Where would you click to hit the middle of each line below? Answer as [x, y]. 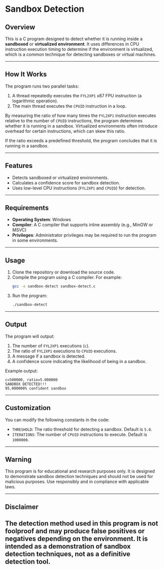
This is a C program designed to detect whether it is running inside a [74, 39]
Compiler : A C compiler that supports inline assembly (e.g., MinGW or [82, 225]
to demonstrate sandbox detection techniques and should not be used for [79, 477]
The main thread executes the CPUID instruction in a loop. [69, 106]
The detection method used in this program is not [82, 524]
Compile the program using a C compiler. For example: [67, 277]
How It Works [26, 74]
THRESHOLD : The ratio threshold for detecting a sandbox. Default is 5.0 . [82, 429]
